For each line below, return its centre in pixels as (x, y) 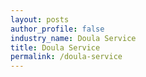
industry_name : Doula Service (73, 38)
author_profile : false (57, 29)
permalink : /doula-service (66, 57)
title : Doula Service (55, 47)
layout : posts (40, 19)
